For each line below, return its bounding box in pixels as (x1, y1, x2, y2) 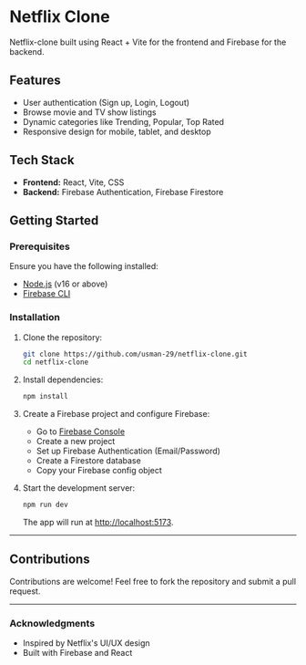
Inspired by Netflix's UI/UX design (22, 638, 150, 649)
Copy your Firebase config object (36, 465, 162, 476)
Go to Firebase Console (36, 426, 126, 437)
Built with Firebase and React (22, 648, 133, 659)
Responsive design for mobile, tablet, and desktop (22, 126, 211, 137)
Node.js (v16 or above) (22, 278, 108, 289)
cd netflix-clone (22, 358, 89, 367)
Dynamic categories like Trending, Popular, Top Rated (22, 116, 225, 127)
